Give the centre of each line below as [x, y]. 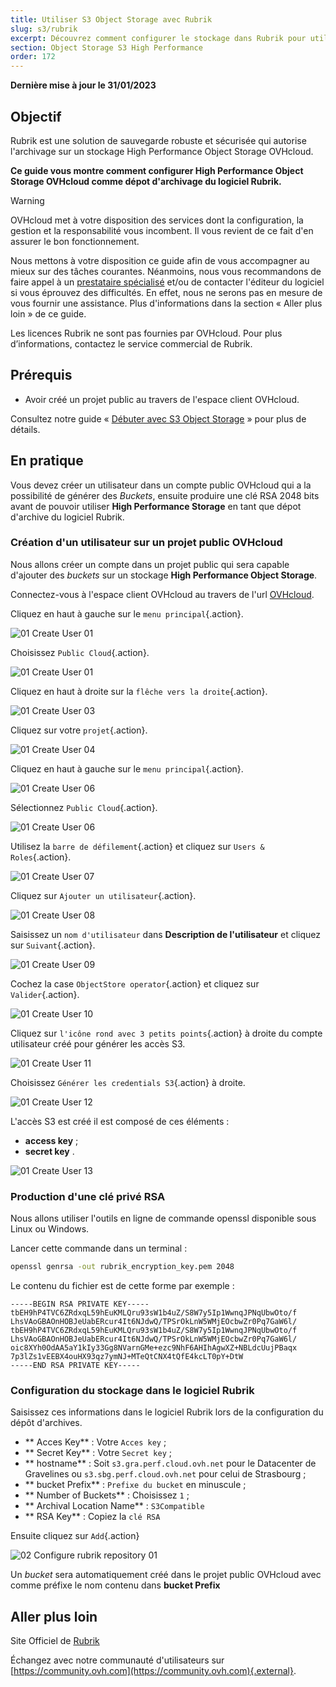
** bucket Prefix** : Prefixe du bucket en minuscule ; [135, 1485]
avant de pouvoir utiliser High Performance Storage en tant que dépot [156, 506]
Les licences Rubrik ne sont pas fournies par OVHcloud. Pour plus [146, 333]
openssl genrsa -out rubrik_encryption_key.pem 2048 [122, 1267]
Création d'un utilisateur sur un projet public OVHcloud [146, 543]
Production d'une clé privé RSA [88, 1196]
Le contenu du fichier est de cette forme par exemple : [122, 1286]
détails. [25, 429]
